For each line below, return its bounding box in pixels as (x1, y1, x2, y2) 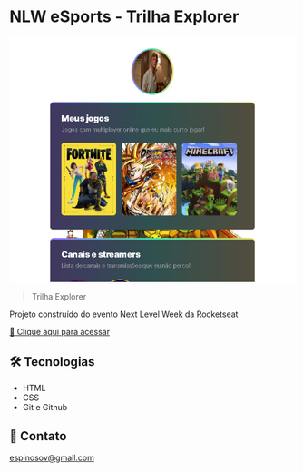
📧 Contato (9, 428, 67, 444)
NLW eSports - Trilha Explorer (9, 6, 239, 27)
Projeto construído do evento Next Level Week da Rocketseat (9, 309, 239, 320)
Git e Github (22, 402, 68, 413)
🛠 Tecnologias (9, 354, 95, 369)
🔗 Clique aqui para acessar (9, 327, 111, 338)
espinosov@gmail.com (9, 452, 95, 463)
